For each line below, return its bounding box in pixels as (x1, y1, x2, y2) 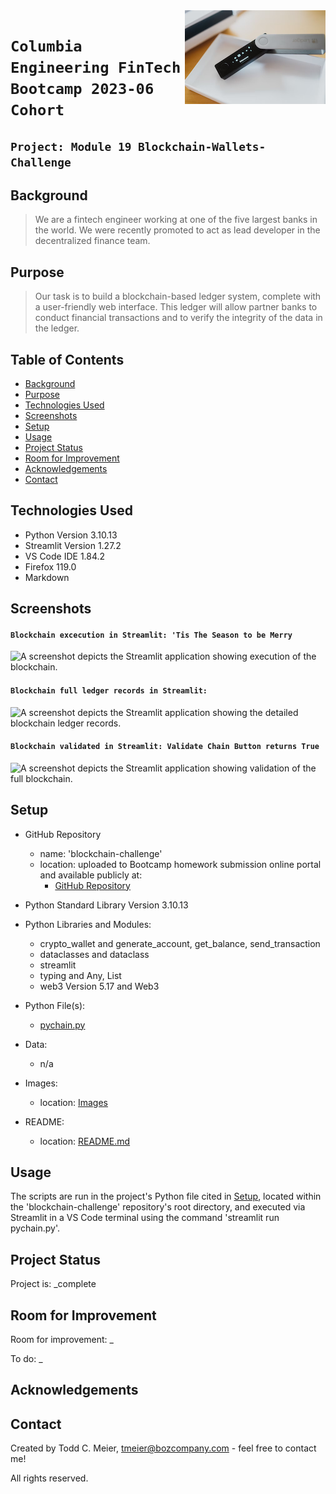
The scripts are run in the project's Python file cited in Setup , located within (10, 1190, 322, 1203)
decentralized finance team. (34, 235, 151, 247)
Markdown (24, 571, 70, 583)
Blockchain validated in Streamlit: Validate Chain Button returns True (10, 742, 320, 752)
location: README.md (39, 1135, 131, 1147)
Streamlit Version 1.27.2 (24, 539, 122, 551)
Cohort (10, 101, 65, 120)
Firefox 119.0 (24, 560, 77, 573)
